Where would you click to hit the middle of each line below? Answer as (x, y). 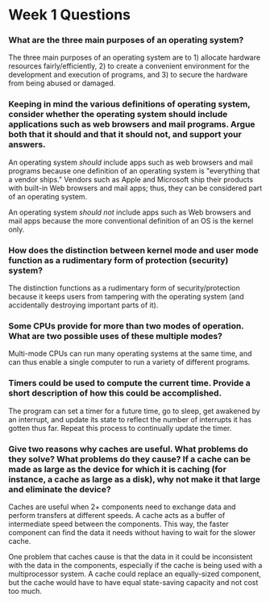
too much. (25, 591)
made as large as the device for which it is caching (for (118, 469)
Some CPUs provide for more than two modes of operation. (126, 326)
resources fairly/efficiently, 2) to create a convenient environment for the (129, 66)
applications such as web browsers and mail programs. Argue (132, 124)
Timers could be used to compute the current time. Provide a (130, 383)
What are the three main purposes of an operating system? (126, 40)
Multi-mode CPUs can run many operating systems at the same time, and (130, 353)
